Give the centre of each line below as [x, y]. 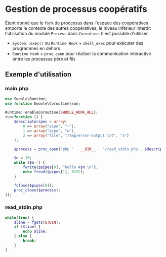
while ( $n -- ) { [30, 163]
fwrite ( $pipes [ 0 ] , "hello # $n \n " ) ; [61, 167]
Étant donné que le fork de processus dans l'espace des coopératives [77, 23]
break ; [30, 241]
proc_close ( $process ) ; [37, 190]
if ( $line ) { [27, 227]
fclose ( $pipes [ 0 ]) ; [34, 185]
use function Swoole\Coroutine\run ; [43, 103]
